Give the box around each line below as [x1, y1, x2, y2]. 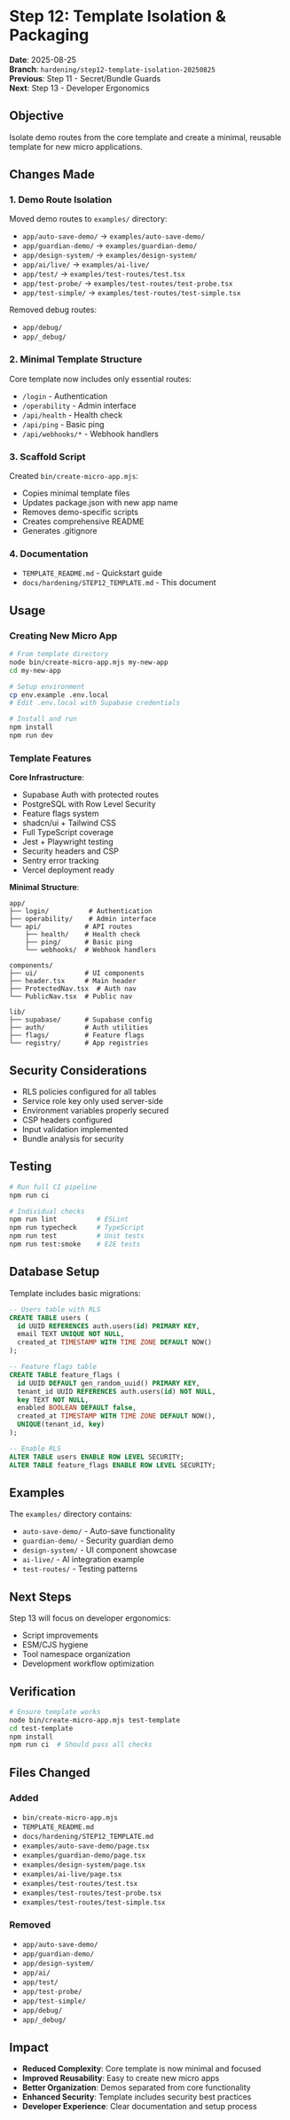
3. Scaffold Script [9, 450, 86, 463]
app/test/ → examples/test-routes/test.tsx [21, 269, 186, 279]
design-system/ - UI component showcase [21, 1545, 177, 1555]
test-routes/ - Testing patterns [21, 1563, 138, 1575]
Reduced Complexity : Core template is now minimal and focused [21, 2063, 262, 2074]
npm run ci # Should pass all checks [9, 1741, 153, 1749]
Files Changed [9, 1764, 90, 1780]
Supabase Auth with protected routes [21, 789, 160, 800]
